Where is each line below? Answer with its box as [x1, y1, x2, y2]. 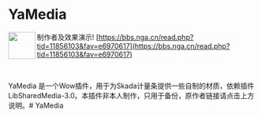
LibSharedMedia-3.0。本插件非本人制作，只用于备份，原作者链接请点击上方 [8, 90, 255, 100]
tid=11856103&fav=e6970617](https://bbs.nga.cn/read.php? [36, 41, 230, 50]
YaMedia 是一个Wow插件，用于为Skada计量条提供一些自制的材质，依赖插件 [8, 81, 255, 90]
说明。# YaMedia [8, 101, 64, 110]
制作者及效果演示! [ [36, 32, 99, 42]
